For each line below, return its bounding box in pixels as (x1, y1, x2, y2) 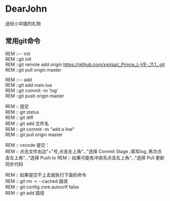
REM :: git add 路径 (5, 190, 45, 196)
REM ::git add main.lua (5, 82, 52, 88)
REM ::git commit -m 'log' (5, 87, 58, 93)
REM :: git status (5, 109, 39, 115)
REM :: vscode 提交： (5, 142, 50, 148)
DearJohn (5, 3, 47, 15)
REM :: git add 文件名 (5, 120, 49, 126)
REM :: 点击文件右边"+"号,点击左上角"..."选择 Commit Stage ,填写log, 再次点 (5, 148, 162, 154)
